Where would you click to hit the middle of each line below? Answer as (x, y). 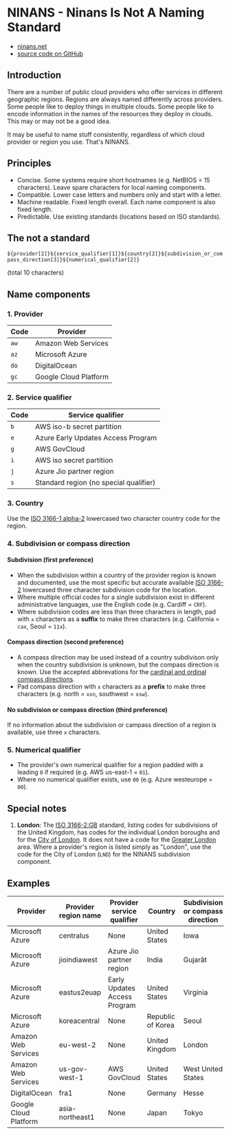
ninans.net (32, 46)
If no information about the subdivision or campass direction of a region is (112, 725)
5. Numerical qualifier (44, 750)
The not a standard (48, 238)
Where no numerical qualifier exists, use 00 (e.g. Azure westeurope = (115, 779)
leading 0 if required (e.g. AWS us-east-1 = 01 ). (83, 772)
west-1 (71, 1078)
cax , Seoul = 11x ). (42, 626)
